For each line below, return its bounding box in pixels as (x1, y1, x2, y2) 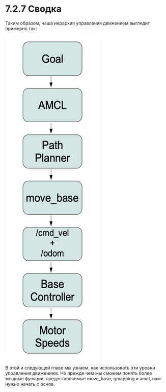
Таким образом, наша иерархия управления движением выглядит (5, 20, 150, 26)
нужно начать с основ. (5, 381, 55, 387)
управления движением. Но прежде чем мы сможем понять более (5, 370, 152, 376)
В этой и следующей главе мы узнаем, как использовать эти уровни (5, 364, 155, 371)
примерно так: (5, 25, 37, 31)
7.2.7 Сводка (5, 3, 62, 15)
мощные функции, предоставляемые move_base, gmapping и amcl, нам (5, 375, 161, 381)
